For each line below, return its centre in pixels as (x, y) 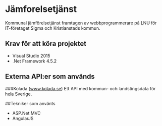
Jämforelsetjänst (41, 9)
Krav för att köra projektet (46, 44)
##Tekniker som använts (30, 103)
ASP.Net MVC (27, 113)
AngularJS (23, 118)
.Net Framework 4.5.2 (34, 61)
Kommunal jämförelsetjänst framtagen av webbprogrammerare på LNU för (81, 23)
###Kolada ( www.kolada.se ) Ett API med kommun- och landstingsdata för (81, 88)
